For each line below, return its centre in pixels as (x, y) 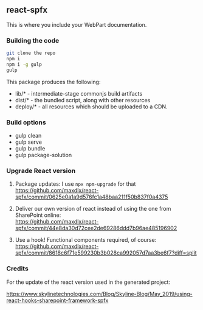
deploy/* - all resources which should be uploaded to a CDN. (91, 107)
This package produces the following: (53, 82)
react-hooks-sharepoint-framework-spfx (57, 300)
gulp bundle (30, 148)
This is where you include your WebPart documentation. (77, 24)
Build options (26, 122)
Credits (17, 269)
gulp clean (28, 135)
